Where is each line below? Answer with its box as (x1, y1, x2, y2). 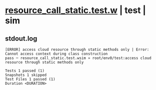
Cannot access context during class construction (5, 51, 108, 56)
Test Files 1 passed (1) (5, 77, 56, 82)
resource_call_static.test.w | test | (5, 5, 146, 16)
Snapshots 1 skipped (5, 73, 47, 77)
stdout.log (5, 34, 38, 43)
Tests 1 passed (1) (5, 68, 45, 73)
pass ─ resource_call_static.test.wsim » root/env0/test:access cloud (5, 56, 152, 60)
